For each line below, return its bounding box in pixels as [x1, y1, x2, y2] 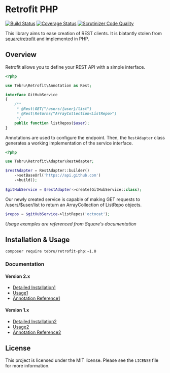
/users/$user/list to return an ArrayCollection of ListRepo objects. [5, 202, 142, 208]
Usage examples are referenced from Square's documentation [5, 220, 137, 227]
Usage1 [12, 290, 28, 296]
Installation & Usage [5, 235, 70, 244]
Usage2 [12, 324, 29, 330]
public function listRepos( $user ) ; [14, 121, 90, 126]
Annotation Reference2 [12, 329, 61, 335]
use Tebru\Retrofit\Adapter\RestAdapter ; [5, 159, 94, 164]
